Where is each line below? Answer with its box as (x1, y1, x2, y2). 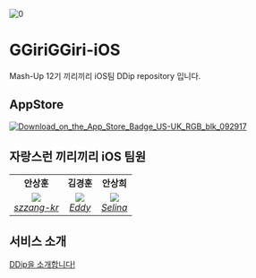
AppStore (9, 97, 64, 112)
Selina (101, 201, 128, 213)
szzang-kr (13, 201, 60, 213)
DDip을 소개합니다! (9, 259, 76, 270)
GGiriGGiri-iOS (9, 40, 121, 60)
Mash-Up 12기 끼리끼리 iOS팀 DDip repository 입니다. (9, 70, 201, 81)
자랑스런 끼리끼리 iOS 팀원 (9, 149, 146, 165)
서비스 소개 (9, 233, 67, 248)
